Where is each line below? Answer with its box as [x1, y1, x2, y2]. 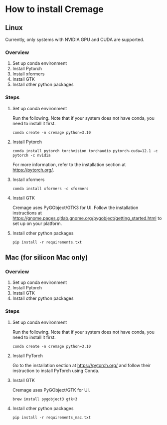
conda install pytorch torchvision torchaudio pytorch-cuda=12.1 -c [12, 148, 158, 153]
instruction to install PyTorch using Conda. [12, 368, 100, 374]
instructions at [12, 210, 42, 215]
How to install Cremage [5, 3, 104, 15]
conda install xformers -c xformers [12, 186, 89, 191]
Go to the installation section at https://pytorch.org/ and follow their [12, 362, 151, 368]
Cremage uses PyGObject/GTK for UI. [12, 387, 90, 393]
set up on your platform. [12, 220, 62, 226]
